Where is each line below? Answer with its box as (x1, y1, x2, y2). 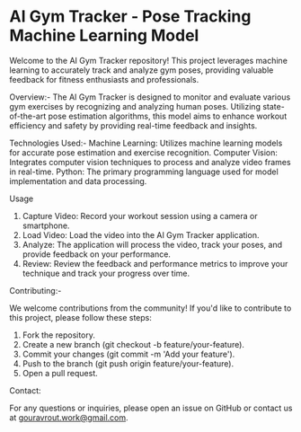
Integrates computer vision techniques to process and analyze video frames (9, 156, 291, 167)
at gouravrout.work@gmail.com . (9, 411, 128, 423)
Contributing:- (9, 285, 62, 295)
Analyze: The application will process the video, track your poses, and (22, 239, 283, 250)
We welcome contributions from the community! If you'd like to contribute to (9, 303, 292, 313)
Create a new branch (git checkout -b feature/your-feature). (22, 339, 245, 349)
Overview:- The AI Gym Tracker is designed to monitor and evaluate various (9, 92, 291, 102)
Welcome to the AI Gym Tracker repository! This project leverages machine (9, 55, 288, 66)
